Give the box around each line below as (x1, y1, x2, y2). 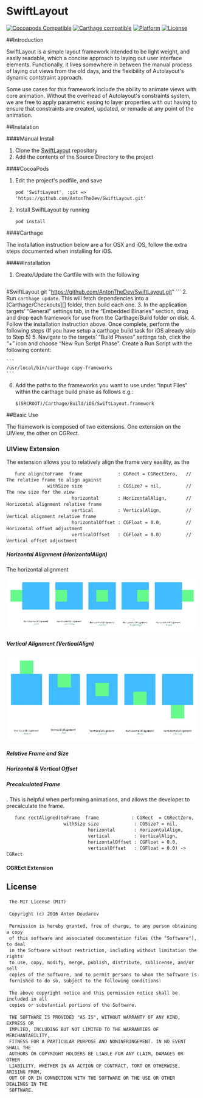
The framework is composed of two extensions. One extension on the (6, 423, 181, 430)
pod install (15, 218, 46, 224)
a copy (6, 929, 23, 935)
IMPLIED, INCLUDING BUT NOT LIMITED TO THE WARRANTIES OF (9, 1026, 159, 1032)
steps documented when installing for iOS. (6, 247, 113, 255)
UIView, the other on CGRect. (6, 429, 80, 437)
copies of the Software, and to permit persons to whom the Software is (9, 972, 198, 978)
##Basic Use (6, 411, 38, 418)
